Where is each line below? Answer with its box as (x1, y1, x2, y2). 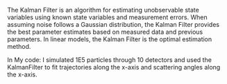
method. (7, 43, 31, 50)
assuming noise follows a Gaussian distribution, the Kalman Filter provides (7, 21, 220, 28)
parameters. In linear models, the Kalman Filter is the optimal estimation (7, 35, 212, 43)
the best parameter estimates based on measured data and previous (7, 28, 203, 36)
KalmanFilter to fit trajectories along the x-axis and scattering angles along (7, 63, 221, 71)
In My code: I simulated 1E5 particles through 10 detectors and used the (7, 56, 212, 64)
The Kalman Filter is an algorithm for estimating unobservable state (7, 6, 199, 14)
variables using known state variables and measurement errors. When (7, 13, 208, 21)
